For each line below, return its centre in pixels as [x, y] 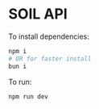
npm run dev [28, 96]
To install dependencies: [49, 36]
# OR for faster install [50, 59]
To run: [20, 82]
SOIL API [38, 14]
